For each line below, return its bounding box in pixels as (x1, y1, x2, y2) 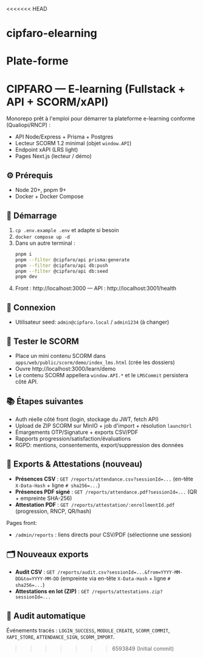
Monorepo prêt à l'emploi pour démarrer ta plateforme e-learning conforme (6, 115, 196, 122)
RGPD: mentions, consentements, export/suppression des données (15, 441, 184, 448)
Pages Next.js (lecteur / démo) (15, 153, 92, 160)
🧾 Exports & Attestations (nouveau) (6, 459, 143, 470)
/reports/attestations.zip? (92, 589, 163, 595)
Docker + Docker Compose (15, 193, 84, 200)
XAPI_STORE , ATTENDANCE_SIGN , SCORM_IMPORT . (6, 633, 115, 640)
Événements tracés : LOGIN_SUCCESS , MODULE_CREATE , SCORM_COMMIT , (6, 627, 170, 634)
